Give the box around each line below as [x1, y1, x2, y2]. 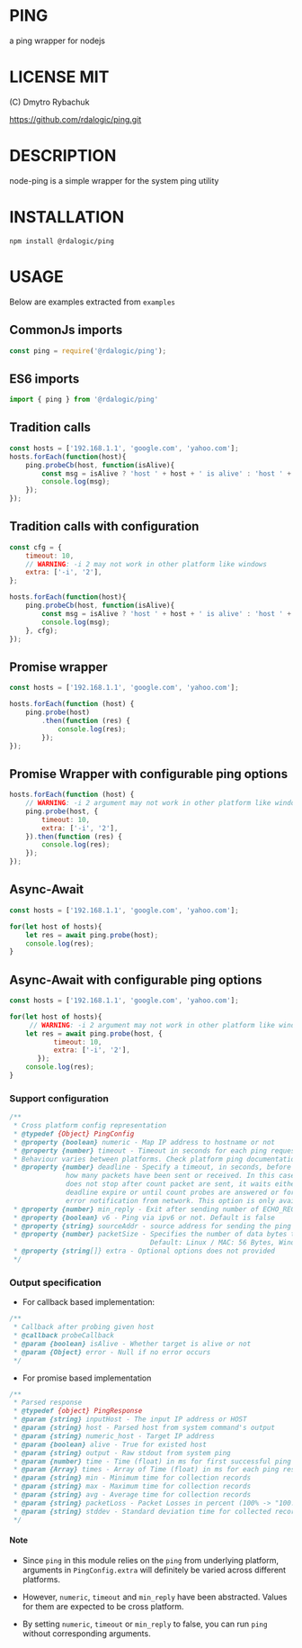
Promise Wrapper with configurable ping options [9, 766, 289, 782]
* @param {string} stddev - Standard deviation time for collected [13, 1507, 271, 1516]
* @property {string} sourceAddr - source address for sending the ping [13, 1221, 292, 1230]
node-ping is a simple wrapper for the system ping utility [9, 175, 219, 186]
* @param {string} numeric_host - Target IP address [13, 1431, 216, 1441]
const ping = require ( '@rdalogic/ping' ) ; [9, 346, 167, 356]
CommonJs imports [9, 322, 123, 338]
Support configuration [9, 1091, 110, 1104]
